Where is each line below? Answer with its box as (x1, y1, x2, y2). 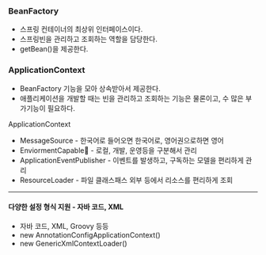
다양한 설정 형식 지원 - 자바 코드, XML (8, 202, 124, 211)
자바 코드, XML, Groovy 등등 (19, 221, 109, 230)
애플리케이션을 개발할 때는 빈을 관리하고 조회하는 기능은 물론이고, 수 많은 (19, 93, 244, 103)
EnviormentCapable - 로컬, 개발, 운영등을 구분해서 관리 (19, 145, 198, 155)
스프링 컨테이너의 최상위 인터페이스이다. (19, 25, 143, 34)
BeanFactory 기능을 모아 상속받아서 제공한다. (19, 83, 161, 93)
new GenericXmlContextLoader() (19, 238, 128, 248)
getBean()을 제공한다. (19, 44, 89, 54)
